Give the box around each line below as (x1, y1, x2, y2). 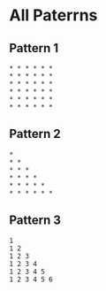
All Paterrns (9, 5, 98, 26)
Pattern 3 (9, 213, 62, 228)
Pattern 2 (9, 126, 61, 142)
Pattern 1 (9, 41, 59, 56)
